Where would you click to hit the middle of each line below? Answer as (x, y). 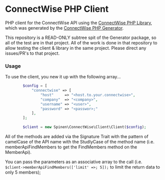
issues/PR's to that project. (33, 53)
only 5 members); (23, 172)
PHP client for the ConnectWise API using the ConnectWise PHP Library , (79, 23)
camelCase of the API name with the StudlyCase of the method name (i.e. (80, 142)
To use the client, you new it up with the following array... (63, 77)
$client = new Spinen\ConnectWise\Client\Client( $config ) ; (85, 127)
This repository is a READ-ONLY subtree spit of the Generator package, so (81, 37)
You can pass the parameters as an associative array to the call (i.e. (74, 162)
